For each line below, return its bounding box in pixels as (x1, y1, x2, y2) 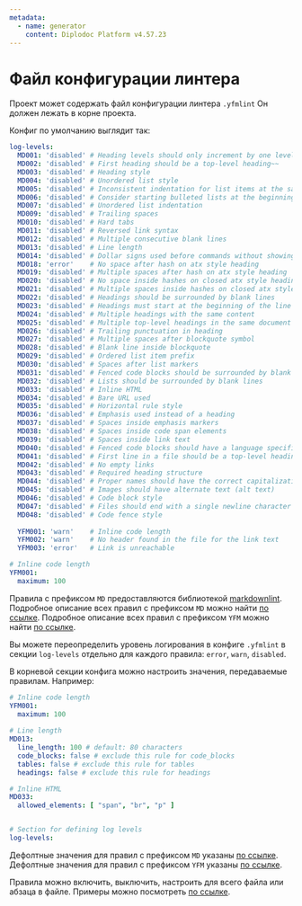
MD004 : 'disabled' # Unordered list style (17, 176, 179, 185)
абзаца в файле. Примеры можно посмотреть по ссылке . (9, 886, 231, 897)
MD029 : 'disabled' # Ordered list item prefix (17, 351, 195, 360)
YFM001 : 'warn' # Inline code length (17, 527, 171, 536)
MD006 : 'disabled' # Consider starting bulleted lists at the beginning (17, 192, 296, 202)
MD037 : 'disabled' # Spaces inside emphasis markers (17, 419, 219, 428)
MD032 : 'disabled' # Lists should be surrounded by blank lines (17, 377, 263, 386)
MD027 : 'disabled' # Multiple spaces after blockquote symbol (17, 334, 255, 344)
